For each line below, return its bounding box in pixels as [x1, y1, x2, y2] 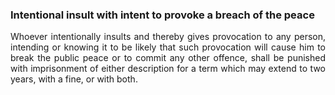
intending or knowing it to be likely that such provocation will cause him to [10, 41, 326, 53]
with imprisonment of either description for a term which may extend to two [10, 63, 326, 75]
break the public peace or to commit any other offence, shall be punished [10, 52, 326, 64]
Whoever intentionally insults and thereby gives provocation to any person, [10, 31, 326, 43]
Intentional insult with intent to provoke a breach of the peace [10, 8, 315, 22]
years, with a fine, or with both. [10, 73, 138, 85]
